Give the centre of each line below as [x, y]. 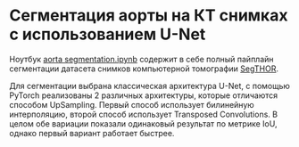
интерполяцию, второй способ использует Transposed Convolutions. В [144, 114]
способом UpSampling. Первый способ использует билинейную [132, 104]
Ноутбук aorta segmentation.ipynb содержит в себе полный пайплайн [141, 59]
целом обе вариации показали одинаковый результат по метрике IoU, [143, 123]
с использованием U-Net [108, 34]
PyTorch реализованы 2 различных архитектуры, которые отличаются [144, 95]
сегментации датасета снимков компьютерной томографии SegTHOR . [144, 69]
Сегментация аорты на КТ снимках [149, 16]
